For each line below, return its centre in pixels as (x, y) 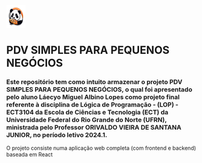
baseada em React (30, 155)
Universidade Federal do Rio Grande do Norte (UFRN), (86, 120)
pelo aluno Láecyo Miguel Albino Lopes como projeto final (93, 97)
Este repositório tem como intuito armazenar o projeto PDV (94, 82)
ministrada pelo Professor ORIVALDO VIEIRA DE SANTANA (94, 127)
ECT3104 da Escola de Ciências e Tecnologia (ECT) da (87, 112)
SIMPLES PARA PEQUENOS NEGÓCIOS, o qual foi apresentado (99, 90)
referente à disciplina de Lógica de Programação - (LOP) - (92, 105)
